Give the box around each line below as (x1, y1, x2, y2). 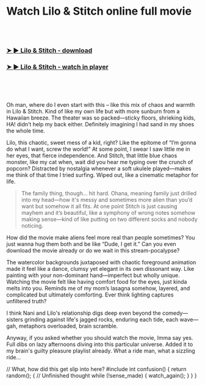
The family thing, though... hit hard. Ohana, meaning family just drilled (21, 190, 197, 197)
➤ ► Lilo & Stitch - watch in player (6, 62, 109, 71)
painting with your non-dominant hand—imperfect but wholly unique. (6, 272, 180, 279)
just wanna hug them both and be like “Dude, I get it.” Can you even (6, 240, 176, 248)
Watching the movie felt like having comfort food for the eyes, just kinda (6, 278, 187, 286)
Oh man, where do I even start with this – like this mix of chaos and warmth (6, 101, 195, 109)
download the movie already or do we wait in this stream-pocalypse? (6, 247, 180, 254)
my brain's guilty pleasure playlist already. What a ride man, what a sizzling (6, 347, 195, 354)
